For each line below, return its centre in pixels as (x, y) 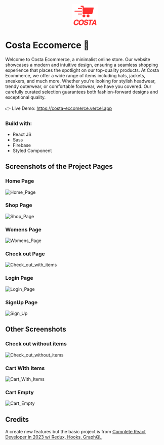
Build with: (19, 123)
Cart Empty (19, 392)
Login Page (19, 278)
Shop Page (19, 205)
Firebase (22, 145)
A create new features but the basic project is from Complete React (75, 432)
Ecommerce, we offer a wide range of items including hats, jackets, (75, 75)
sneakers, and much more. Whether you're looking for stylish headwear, (80, 81)
